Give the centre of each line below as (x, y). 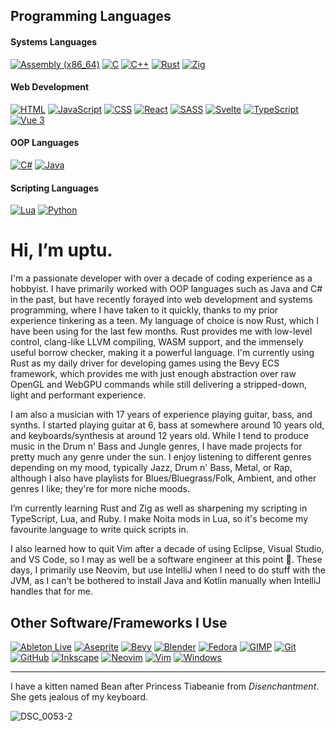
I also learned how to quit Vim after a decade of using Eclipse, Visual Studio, (167, 549)
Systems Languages (54, 41)
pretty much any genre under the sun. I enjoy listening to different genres (161, 457)
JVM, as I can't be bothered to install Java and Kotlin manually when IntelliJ (166, 581)
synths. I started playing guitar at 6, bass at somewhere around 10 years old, (167, 425)
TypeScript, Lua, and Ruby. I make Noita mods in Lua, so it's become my (159, 519)
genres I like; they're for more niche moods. (100, 489)
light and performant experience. (78, 395)
